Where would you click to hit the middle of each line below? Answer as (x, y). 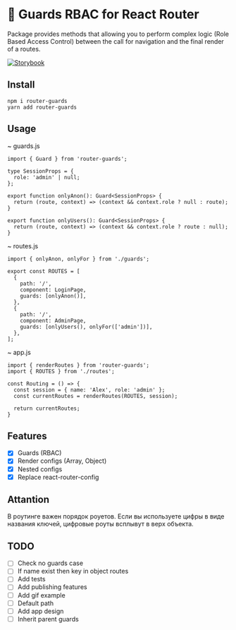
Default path (36, 603)
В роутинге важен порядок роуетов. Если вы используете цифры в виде (116, 516)
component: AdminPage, (53, 320)
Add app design (41, 611)
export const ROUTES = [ (44, 271)
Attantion (28, 500)
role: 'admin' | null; (47, 177)
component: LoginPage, (53, 290)
